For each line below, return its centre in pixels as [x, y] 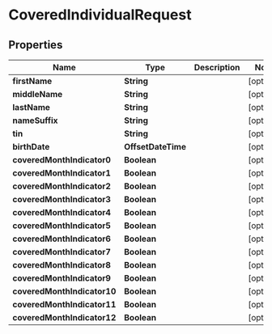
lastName [32, 107]
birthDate [31, 147]
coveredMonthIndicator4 [62, 212]
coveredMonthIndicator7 [62, 252]
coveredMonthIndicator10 [64, 291]
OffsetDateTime [155, 147]
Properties [36, 45]
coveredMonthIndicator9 [62, 278]
